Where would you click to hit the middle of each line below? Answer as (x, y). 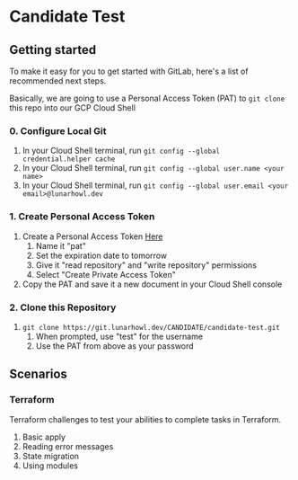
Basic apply (44, 437)
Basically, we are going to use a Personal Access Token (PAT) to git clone (147, 98)
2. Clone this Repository (63, 307)
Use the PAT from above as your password (115, 346)
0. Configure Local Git (58, 130)
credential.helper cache (69, 159)
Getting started (53, 50)
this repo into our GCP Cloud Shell (73, 108)
